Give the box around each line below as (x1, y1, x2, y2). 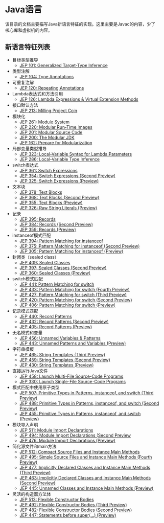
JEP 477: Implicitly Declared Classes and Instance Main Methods (19, 464, 151, 470)
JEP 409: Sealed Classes (19, 259, 70, 265)
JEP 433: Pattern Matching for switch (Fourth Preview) (19, 286, 130, 292)
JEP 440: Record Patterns (19, 313, 72, 319)
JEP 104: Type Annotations (19, 73, 74, 79)
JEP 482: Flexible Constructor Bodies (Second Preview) (19, 507, 132, 513)
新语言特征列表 (5, 43, 50, 51)
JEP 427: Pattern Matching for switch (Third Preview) (19, 292, 127, 297)
